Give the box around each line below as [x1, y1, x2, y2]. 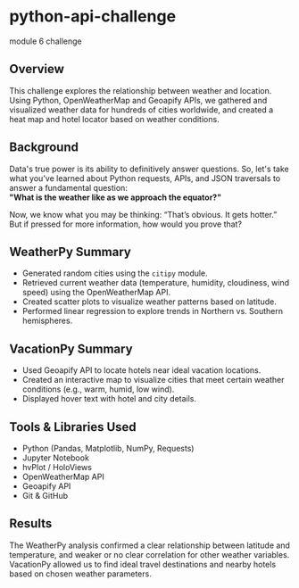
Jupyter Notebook [21, 452, 89, 463]
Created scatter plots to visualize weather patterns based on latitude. [21, 296, 277, 307]
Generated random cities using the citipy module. [21, 268, 208, 278]
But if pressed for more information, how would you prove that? [9, 219, 243, 229]
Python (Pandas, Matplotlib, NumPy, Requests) [21, 443, 195, 453]
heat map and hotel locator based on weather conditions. [9, 113, 220, 124]
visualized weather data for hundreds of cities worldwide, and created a [9, 104, 274, 115]
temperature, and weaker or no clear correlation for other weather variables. [9, 549, 290, 559]
